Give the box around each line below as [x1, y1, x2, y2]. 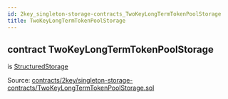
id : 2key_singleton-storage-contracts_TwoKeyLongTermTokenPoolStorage [7, 10, 222, 18]
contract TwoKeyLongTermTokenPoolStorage [7, 43, 214, 56]
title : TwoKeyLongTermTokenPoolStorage [7, 17, 126, 24]
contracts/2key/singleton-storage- [31, 76, 133, 85]
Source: [7, 76, 31, 85]
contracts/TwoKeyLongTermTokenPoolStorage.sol [7, 83, 155, 93]
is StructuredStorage [7, 62, 69, 71]
